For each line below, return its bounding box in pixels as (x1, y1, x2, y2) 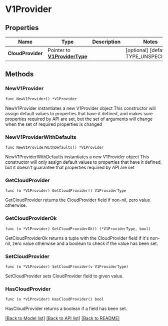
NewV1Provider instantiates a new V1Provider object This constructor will (5, 105, 156, 111)
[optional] (125, 47, 148, 54)
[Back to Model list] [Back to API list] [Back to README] (5, 315, 120, 321)
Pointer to (47, 47, 71, 54)
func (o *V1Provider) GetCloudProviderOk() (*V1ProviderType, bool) (5, 226, 151, 231)
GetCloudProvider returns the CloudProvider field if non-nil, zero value (5, 197, 150, 203)
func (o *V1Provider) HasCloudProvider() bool (5, 297, 104, 302)
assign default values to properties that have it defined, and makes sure (5, 110, 153, 116)
